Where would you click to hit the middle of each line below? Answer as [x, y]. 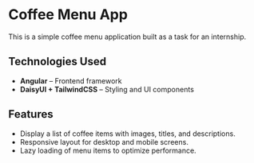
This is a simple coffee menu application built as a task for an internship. [127, 37]
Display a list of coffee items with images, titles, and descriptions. [127, 134]
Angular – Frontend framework [71, 80]
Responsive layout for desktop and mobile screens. [104, 142]
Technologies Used [57, 62]
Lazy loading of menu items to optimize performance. [108, 150]
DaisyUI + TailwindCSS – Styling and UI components [107, 89]
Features [31, 114]
